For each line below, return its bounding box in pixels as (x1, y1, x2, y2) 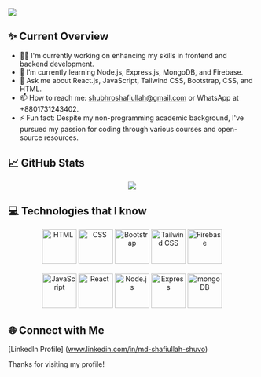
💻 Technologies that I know (8, 204, 147, 218)
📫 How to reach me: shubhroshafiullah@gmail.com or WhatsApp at (19, 93, 240, 102)
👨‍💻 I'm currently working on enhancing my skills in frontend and (19, 50, 227, 60)
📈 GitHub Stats (8, 156, 85, 170)
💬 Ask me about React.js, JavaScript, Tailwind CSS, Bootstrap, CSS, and (19, 75, 253, 85)
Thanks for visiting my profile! (8, 360, 105, 369)
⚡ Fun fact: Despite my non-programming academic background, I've (19, 113, 244, 123)
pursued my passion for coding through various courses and (19, 124, 216, 134)
